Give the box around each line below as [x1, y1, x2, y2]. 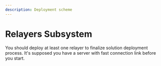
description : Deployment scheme [5, 7, 72, 12]
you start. [5, 55, 25, 61]
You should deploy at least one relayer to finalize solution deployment [5, 45, 148, 51]
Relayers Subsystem [5, 28, 92, 39]
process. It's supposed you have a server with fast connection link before [5, 50, 156, 56]
